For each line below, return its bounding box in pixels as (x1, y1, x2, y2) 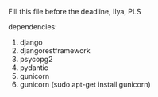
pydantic (19, 63, 49, 72)
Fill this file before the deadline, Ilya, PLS (8, 7, 141, 16)
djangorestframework (19, 46, 91, 55)
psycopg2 (19, 55, 53, 64)
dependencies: (8, 22, 57, 31)
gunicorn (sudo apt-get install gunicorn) (19, 80, 151, 89)
